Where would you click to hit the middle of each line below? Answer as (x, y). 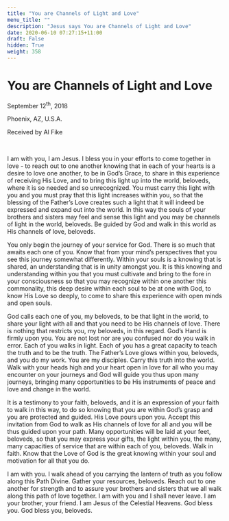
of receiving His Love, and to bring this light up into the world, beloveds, (109, 181)
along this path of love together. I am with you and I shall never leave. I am (112, 496)
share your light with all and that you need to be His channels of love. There (114, 324)
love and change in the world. (49, 389)
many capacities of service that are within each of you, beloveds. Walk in (110, 446)
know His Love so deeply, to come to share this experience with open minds (115, 296)
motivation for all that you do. (49, 461)
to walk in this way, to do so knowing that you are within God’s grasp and (110, 410)
